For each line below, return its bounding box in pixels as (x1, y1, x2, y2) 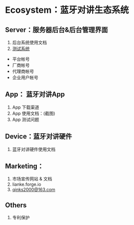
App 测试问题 (12, 116, 39, 122)
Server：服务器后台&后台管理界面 (5, 26, 108, 34)
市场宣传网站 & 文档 (12, 176, 53, 182)
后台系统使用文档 (12, 40, 47, 45)
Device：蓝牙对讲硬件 (5, 132, 72, 141)
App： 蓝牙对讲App (5, 90, 65, 99)
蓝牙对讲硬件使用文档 (12, 146, 55, 152)
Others (5, 201, 27, 209)
